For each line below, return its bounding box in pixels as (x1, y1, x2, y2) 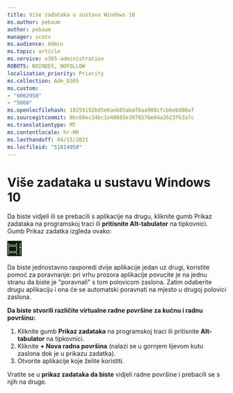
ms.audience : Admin (7, 40, 64, 48)
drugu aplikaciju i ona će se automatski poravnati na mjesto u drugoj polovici (7, 286, 227, 294)
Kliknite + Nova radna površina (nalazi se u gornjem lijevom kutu (17, 342, 204, 350)
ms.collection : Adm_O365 (7, 77, 79, 84)
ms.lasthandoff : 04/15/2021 (7, 136, 89, 143)
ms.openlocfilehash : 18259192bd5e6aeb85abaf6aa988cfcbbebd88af (7, 107, 195, 114)
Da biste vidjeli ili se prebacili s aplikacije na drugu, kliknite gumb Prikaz (7, 213, 212, 221)
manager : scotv (7, 33, 51, 40)
